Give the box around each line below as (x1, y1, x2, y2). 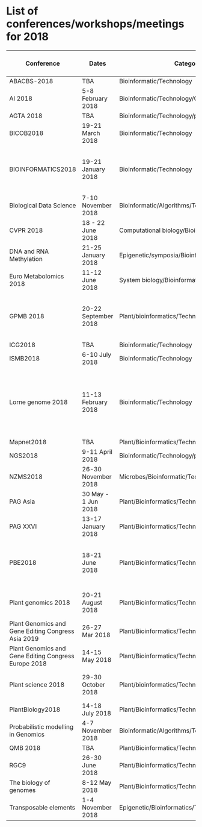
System (119, 275, 141, 284)
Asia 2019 (9, 634, 39, 643)
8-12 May (82, 778, 112, 787)
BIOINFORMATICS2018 (9, 165, 76, 173)
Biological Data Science (9, 201, 76, 209)
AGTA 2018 (9, 112, 43, 120)
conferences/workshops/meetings (6, 17, 185, 31)
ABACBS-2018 (9, 77, 54, 85)
